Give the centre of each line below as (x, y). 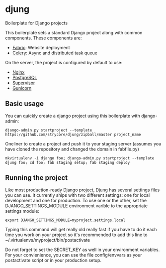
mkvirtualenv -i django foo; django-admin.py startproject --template (80, 158)
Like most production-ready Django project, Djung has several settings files (83, 190)
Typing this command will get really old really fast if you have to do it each (81, 229)
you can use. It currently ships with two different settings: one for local (78, 195)
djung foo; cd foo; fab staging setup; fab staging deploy (68, 162)
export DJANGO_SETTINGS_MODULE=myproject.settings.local (65, 220)
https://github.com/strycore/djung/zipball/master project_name (73, 134)
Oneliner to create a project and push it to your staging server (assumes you (83, 143)
